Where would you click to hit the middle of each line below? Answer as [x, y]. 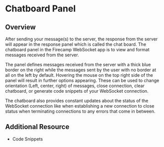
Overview [21, 27]
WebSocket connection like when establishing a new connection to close [80, 106]
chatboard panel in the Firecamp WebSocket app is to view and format [77, 50]
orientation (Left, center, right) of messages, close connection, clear [75, 86]
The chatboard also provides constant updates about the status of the [77, 101]
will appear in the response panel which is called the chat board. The [76, 44]
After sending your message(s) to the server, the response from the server [82, 39]
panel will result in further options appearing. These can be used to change [82, 80]
